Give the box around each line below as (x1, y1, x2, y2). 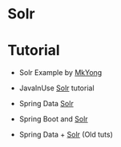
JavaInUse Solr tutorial (18, 83, 95, 93)
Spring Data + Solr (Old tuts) (18, 129, 114, 140)
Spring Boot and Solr (18, 114, 89, 124)
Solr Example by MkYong (18, 68, 103, 77)
